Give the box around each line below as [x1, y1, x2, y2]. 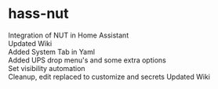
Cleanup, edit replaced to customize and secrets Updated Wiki [8, 72, 210, 81]
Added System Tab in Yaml [8, 47, 96, 56]
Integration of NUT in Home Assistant [8, 30, 129, 40]
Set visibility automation [8, 63, 85, 73]
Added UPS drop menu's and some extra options [8, 55, 166, 65]
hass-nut [8, 5, 69, 23]
